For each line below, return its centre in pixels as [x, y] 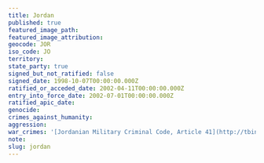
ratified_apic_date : [42, 103]
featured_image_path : [44, 30]
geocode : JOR [29, 45]
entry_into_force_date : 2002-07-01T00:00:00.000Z [91, 96]
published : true [35, 23]
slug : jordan [29, 147]
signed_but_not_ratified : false [61, 74]
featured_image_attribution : [56, 37]
